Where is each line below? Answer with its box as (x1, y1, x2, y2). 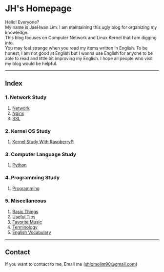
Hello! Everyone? (5, 19, 39, 25)
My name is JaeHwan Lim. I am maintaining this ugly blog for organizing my (5, 24, 157, 30)
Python (12, 162, 27, 168)
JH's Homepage (5, 3, 72, 14)
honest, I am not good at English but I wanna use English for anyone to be (5, 50, 153, 56)
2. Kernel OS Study (5, 127, 51, 134)
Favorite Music (12, 219, 42, 225)
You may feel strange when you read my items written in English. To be (5, 45, 148, 51)
